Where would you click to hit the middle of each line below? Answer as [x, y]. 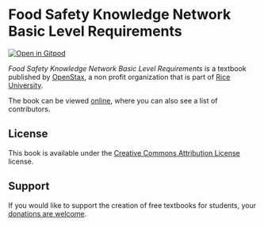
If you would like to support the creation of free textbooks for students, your [132, 205]
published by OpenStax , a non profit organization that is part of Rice [119, 77]
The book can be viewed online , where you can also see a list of [113, 100]
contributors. [29, 109]
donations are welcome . [48, 213]
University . [26, 85]
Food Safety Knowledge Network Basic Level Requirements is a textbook [128, 68]
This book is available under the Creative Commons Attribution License [124, 153]
